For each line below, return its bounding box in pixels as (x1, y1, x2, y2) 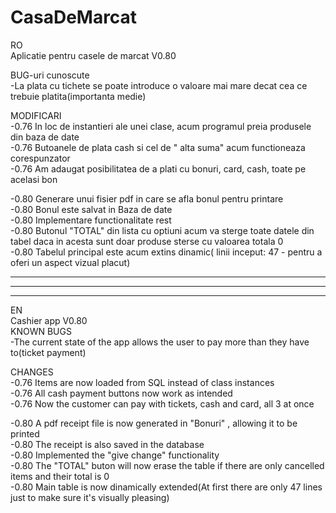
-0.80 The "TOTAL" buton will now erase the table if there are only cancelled (10, 459, 325, 471)
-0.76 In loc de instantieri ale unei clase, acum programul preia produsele (10, 120, 312, 132)
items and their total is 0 (10, 470, 110, 482)
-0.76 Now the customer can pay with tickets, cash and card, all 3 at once (10, 397, 315, 410)
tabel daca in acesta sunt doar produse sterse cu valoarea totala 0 (10, 235, 284, 247)
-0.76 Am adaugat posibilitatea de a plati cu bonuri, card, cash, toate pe (10, 162, 307, 175)
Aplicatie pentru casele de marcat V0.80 (10, 49, 177, 61)
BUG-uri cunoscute (10, 69, 90, 81)
